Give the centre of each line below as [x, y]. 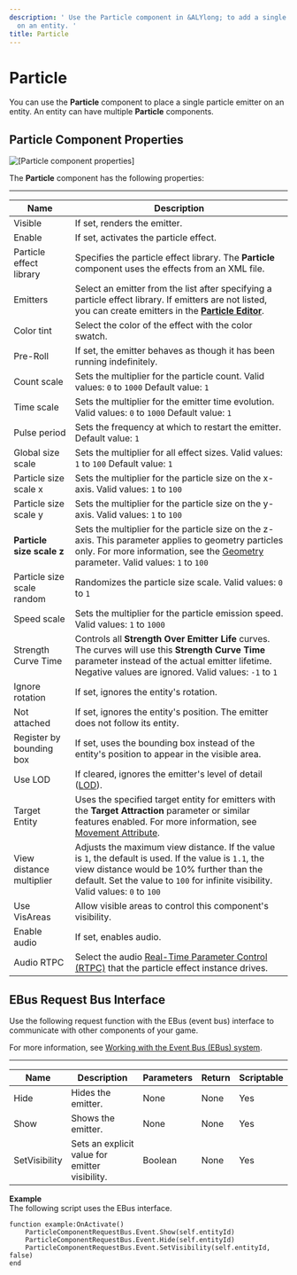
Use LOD [32, 779]
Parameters [168, 1077]
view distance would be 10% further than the [169, 870]
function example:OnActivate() [67, 1224]
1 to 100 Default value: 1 [124, 464]
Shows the [92, 1118]
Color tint [33, 331]
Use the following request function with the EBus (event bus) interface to [141, 1021]
